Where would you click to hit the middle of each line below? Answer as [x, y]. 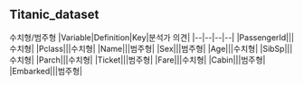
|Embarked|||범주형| [46, 71]
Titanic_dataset [54, 15]
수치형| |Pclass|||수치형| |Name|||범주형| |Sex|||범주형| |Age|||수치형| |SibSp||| [151, 48]
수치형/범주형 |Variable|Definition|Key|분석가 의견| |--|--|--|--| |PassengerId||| [152, 37]
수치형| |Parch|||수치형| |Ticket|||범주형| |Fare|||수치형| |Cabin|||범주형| [137, 59]
